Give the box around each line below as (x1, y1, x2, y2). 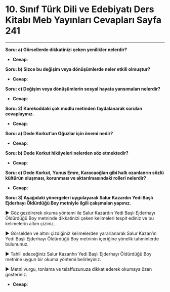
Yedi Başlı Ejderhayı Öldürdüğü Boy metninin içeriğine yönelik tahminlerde (5, 235, 159, 241)
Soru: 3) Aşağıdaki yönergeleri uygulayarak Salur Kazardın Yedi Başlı (5, 194, 153, 200)
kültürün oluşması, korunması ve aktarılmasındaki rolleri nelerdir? (5, 175, 147, 181)
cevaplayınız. (5, 110, 34, 117)
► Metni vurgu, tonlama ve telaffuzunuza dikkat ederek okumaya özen (5, 266, 152, 272)
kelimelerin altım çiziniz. (5, 220, 55, 226)
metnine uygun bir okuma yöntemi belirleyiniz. (5, 256, 102, 262)
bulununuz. (5, 241, 29, 247)
